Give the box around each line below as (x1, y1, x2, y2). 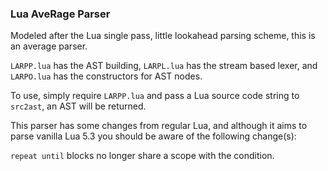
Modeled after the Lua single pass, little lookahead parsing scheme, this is (10, 30, 316, 42)
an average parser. (10, 40, 88, 52)
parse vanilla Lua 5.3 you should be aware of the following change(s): (10, 130, 297, 142)
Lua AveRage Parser (10, 7, 111, 21)
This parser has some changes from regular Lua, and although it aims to (10, 120, 308, 132)
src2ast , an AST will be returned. (10, 100, 147, 112)
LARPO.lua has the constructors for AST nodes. (10, 70, 203, 82)
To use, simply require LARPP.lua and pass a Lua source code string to (10, 90, 300, 102)
